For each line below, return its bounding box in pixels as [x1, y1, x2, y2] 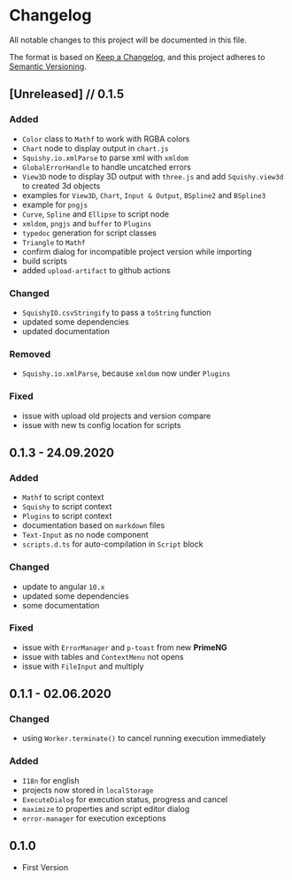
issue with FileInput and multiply [21, 661, 144, 671]
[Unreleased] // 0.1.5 [9, 87, 125, 102]
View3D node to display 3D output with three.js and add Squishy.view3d [21, 171, 284, 181]
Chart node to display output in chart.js [21, 142, 169, 153]
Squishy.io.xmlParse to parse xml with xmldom [21, 152, 188, 163]
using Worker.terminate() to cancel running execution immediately [21, 733, 266, 744]
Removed [9, 348, 51, 360]
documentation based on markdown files [21, 520, 165, 531]
